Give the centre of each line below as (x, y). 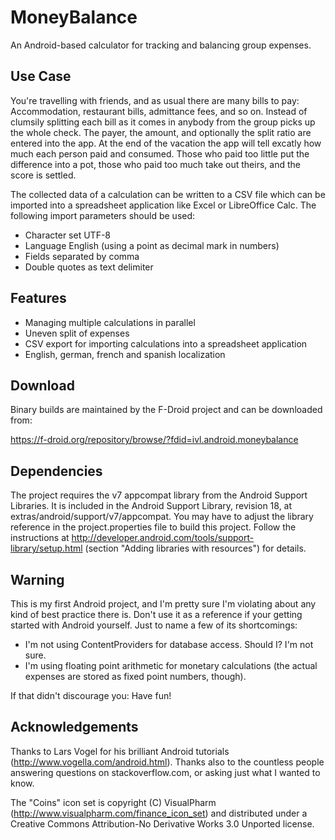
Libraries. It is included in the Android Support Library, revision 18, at (151, 506)
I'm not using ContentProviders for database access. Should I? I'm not (169, 644)
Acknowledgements (74, 727)
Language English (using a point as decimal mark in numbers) (152, 245)
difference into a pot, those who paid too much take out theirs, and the (155, 164)
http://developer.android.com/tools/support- (163, 538)
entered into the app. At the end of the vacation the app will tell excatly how (166, 143)
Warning (37, 579)
